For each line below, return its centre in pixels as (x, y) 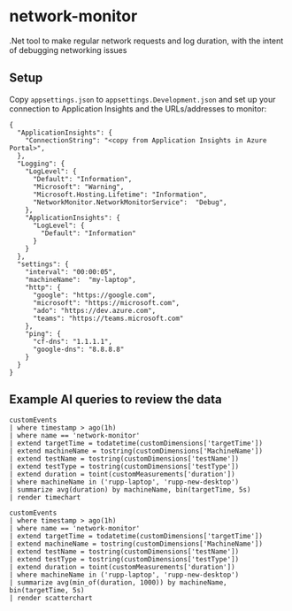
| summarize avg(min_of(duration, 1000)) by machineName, (118, 582)
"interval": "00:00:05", (71, 271)
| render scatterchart (51, 598)
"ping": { (43, 333)
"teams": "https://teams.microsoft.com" (108, 318)
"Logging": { (41, 164)
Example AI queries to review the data (116, 400)
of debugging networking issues (68, 50)
